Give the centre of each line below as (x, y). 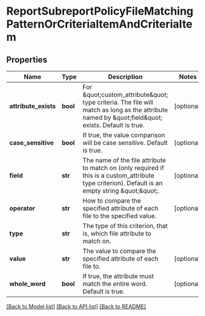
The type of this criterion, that (125, 226)
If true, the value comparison (124, 135)
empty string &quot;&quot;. (121, 191)
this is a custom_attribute (118, 175)
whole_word (27, 284)
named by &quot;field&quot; (123, 117)
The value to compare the (120, 251)
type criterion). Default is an (123, 183)
